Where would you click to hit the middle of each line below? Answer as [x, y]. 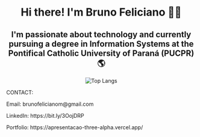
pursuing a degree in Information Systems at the [101, 44]
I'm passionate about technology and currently [101, 35]
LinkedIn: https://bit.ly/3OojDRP [45, 116]
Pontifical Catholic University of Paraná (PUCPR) [101, 53]
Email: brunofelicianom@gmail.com [50, 104]
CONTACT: [20, 92]
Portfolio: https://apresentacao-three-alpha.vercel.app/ [75, 127]
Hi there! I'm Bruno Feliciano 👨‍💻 [101, 12]
